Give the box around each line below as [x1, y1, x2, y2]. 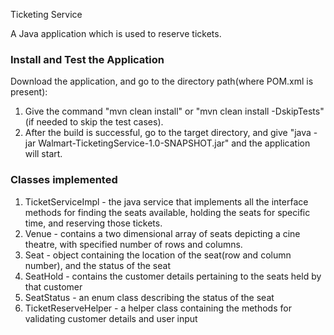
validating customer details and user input [24, 312, 198, 324]
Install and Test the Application [10, 52, 165, 66]
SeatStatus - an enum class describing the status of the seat [24, 291, 275, 303]
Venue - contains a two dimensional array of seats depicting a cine [24, 227, 301, 239]
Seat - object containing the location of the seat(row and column [24, 249, 292, 261]
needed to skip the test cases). [36, 116, 164, 128]
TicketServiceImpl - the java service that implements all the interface [24, 195, 309, 208]
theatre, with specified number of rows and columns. [24, 238, 243, 250]
